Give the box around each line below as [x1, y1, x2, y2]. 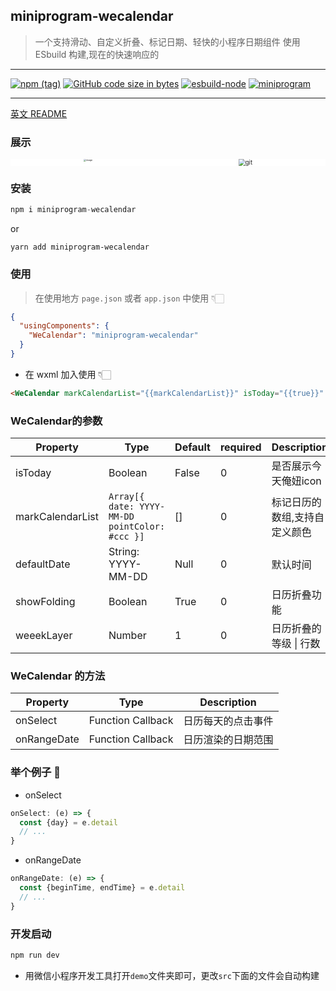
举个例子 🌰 [10, 765, 62, 779]
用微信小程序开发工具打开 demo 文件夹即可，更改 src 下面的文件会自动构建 [24, 969, 320, 981]
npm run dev [10, 950, 60, 961]
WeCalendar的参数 [10, 414, 103, 428]
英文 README [10, 107, 68, 119]
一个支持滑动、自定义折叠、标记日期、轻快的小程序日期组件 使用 [34, 35, 301, 48]
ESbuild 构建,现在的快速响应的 [34, 48, 160, 60]
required [219, 440, 262, 454]
